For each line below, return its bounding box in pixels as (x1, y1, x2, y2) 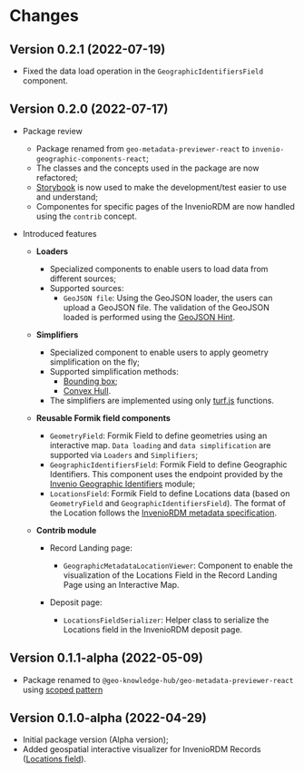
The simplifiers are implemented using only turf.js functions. (49, 395, 275, 406)
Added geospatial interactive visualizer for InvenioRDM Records (22, 744, 261, 755)
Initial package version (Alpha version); (22, 734, 170, 745)
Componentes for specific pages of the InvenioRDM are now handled (35, 201, 295, 211)
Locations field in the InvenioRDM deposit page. (63, 623, 243, 635)
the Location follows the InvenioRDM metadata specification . (49, 507, 277, 518)
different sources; (49, 273, 116, 284)
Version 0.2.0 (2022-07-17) (9, 102, 169, 117)
